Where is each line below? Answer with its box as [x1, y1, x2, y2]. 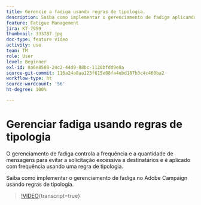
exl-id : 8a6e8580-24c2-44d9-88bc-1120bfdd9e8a [6, 64, 124, 71]
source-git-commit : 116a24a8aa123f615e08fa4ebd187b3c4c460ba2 [6, 70, 165, 76]
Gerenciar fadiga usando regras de [6, 118, 182, 131]
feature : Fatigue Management [6, 20, 79, 26]
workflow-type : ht [6, 75, 52, 81]
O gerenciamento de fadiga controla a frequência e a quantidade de [6, 150, 173, 157]
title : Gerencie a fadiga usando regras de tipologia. [6, 8, 146, 15]
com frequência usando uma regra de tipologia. [6, 163, 124, 170]
